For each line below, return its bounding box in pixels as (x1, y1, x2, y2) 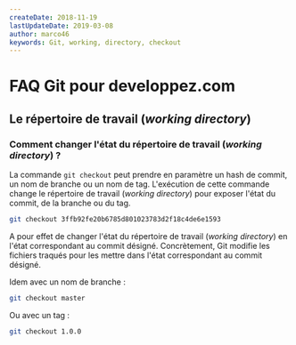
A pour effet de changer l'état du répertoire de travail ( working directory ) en (9, 231, 288, 241)
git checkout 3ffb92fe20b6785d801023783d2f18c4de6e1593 (9, 215, 221, 224)
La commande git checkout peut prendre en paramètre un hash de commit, (9, 170, 288, 181)
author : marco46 (9, 29, 70, 38)
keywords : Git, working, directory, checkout (9, 37, 181, 47)
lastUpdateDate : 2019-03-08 (9, 21, 114, 30)
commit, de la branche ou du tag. (9, 197, 131, 209)
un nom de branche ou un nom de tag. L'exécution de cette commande (9, 179, 270, 189)
